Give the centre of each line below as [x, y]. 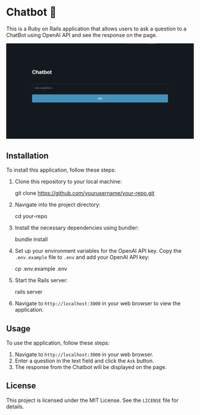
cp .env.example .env [41, 269]
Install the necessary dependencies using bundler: [76, 228]
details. [15, 406]
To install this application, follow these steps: [61, 170]
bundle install [31, 239]
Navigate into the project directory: [58, 205]
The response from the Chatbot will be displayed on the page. [91, 367]
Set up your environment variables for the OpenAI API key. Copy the [98, 251]
